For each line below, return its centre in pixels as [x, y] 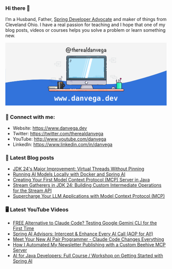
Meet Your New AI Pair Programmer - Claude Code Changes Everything [88, 239]
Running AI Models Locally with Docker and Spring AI [69, 174]
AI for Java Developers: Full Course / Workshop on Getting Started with [88, 255]
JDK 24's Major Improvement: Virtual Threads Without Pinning [78, 169]
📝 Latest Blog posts [30, 157]
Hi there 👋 [18, 8]
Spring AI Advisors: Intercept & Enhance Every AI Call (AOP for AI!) [83, 234]
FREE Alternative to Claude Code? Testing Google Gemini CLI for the [85, 223]
